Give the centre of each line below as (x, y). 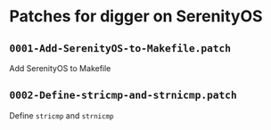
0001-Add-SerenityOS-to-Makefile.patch (120, 48)
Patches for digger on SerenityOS (136, 16)
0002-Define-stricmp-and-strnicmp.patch (123, 95)
